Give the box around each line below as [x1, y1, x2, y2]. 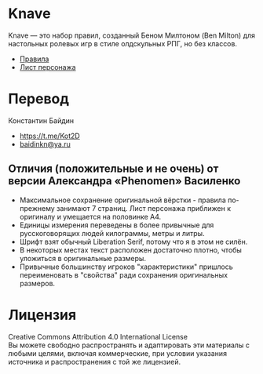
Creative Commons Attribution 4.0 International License [8, 332, 188, 341]
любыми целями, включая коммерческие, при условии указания [8, 348, 228, 358]
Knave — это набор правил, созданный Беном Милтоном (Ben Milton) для [8, 31, 256, 40]
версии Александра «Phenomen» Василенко [8, 174, 241, 188]
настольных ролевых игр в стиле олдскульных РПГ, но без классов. [8, 38, 238, 48]
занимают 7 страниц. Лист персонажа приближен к [56, 203, 232, 212]
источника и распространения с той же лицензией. [8, 357, 181, 366]
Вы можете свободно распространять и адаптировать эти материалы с [8, 340, 250, 350]
